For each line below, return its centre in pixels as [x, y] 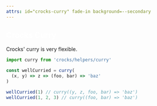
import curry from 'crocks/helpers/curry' [59, 60]
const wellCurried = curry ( [41, 71]
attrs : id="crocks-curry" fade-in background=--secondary [78, 11]
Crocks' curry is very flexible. [42, 49]
